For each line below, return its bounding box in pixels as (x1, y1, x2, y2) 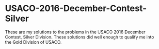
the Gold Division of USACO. (5, 39, 62, 45)
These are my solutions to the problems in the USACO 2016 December (5, 29, 146, 35)
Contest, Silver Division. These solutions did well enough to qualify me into (5, 34, 154, 40)
